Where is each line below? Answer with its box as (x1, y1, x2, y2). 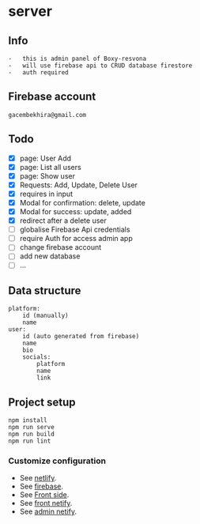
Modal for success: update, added (19, 207, 132, 216)
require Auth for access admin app (19, 234, 133, 243)
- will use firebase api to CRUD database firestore (8, 62, 193, 70)
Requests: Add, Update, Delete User (19, 180, 138, 190)
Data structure (8, 284, 81, 297)
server (8, 2, 53, 21)
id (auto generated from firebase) (22, 333, 140, 341)
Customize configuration (8, 455, 107, 466)
